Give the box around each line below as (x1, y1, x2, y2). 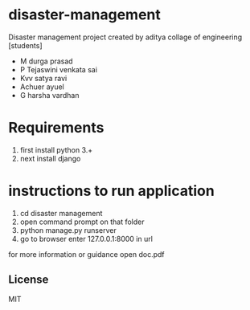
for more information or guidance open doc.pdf (8, 249, 165, 259)
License (8, 273, 49, 287)
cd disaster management (19, 208, 103, 218)
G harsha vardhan (19, 90, 80, 100)
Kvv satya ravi (19, 73, 68, 83)
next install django (19, 153, 81, 163)
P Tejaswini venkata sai (19, 64, 98, 74)
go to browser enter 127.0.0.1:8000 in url (19, 234, 153, 243)
